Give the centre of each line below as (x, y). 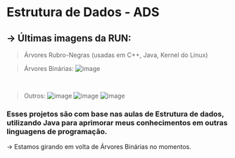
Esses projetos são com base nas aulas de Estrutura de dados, (115, 114)
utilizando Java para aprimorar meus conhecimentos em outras (117, 122)
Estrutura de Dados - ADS (83, 12)
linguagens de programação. (57, 131)
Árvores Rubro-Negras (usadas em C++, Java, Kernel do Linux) (116, 55)
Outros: (35, 96)
